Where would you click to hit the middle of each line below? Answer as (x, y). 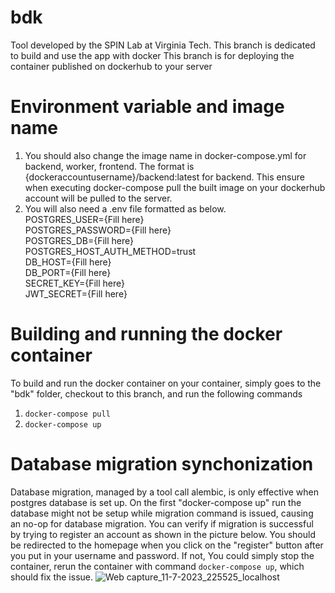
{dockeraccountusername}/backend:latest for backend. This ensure (164, 177)
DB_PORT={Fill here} (68, 272)
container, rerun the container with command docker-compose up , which (157, 566)
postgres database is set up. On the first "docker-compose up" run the (156, 502)
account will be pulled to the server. (98, 198)
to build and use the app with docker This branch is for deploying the (152, 55)
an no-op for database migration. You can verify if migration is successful (162, 523)
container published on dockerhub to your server (111, 66)
